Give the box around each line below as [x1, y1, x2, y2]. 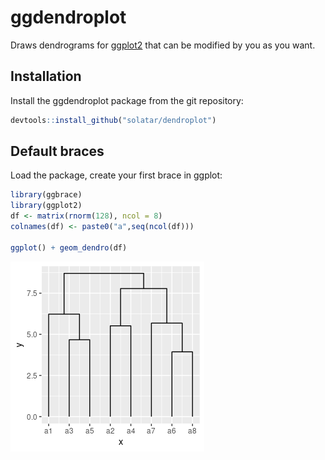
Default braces [10, 143, 105, 160]
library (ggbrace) [10, 190, 83, 200]
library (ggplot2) [10, 201, 83, 211]
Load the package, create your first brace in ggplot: [10, 169, 223, 181]
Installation [10, 68, 82, 85]
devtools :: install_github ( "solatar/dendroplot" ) [10, 115, 217, 125]
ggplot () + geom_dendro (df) [10, 242, 128, 253]
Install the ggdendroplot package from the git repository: [10, 94, 244, 106]
